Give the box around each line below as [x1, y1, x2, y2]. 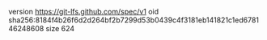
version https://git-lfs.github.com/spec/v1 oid [8, 7, 159, 16]
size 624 [45, 24, 75, 33]
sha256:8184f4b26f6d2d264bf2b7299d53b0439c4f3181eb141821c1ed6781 [8, 15, 260, 25]
